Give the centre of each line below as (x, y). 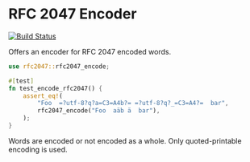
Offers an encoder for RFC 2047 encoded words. (90, 51)
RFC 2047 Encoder (73, 14)
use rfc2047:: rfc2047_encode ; (59, 66)
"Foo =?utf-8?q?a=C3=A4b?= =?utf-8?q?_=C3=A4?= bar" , (133, 103)
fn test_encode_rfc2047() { (56, 88)
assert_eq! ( (43, 96)
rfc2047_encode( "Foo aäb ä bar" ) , (99, 111)
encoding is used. (38, 149)
